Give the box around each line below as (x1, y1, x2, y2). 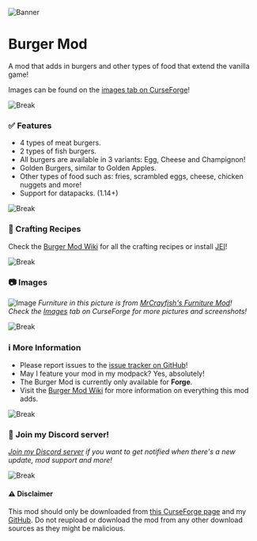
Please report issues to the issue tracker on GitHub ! (19, 361, 188, 370)
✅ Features (8, 119, 52, 131)
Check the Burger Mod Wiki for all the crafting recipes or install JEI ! (8, 241, 228, 251)
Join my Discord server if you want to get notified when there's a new (8, 447, 236, 456)
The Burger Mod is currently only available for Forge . (19, 377, 193, 387)
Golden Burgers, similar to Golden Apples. (19, 163, 157, 173)
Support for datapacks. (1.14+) (19, 188, 119, 198)
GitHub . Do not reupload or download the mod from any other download (8, 515, 244, 524)
